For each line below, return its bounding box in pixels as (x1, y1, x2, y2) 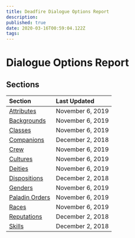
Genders (9, 184, 34, 192)
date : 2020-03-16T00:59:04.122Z (6, 25, 85, 31)
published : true (6, 19, 46, 25)
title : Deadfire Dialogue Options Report (6, 8, 110, 15)
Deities (9, 165, 28, 173)
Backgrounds (9, 116, 46, 125)
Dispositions (9, 174, 44, 182)
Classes (9, 126, 31, 135)
